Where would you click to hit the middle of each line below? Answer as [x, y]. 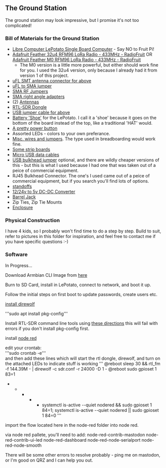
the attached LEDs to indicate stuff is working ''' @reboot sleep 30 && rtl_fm [83, 363]
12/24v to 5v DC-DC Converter [44, 192]
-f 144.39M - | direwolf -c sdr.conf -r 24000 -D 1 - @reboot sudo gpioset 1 [81, 369]
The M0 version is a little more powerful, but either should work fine [89, 65]
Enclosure [23, 208]
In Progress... [19, 265]
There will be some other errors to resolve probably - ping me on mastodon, [83, 455]
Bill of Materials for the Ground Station [52, 38]
